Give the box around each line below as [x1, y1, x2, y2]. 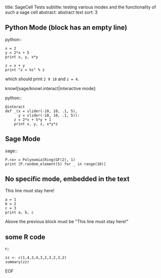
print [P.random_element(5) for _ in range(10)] [5, 162, 106, 166]
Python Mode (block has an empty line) [5, 23, 127, 32]
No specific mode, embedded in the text [5, 175, 130, 183]
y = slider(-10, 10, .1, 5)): [18, 113, 80, 118]
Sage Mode [5, 135, 41, 143]
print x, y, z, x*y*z [14, 121, 58, 126]
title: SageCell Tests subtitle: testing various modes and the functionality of [5, 4, 157, 10]
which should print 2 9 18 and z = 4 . [5, 76, 79, 82]
